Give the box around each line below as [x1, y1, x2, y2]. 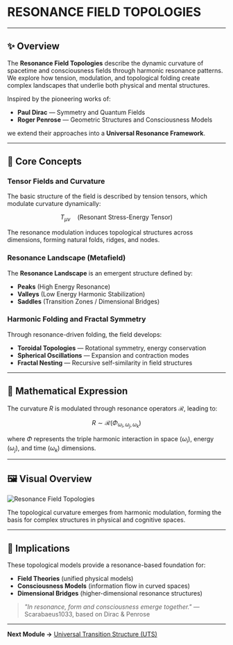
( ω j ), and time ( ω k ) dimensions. [7, 443, 96, 454]
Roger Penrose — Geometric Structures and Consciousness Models [17, 116, 213, 124]
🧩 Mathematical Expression [7, 385, 128, 397]
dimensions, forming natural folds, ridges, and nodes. [7, 236, 160, 244]
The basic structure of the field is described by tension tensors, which [7, 192, 208, 200]
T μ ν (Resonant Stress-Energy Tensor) [60, 213, 173, 223]
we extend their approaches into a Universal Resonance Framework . [7, 129, 206, 137]
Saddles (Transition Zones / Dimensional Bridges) [17, 297, 160, 305]
